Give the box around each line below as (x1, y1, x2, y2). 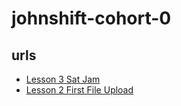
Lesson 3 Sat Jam (25, 73, 101, 85)
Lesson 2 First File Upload (25, 84, 134, 96)
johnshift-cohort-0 (11, 7, 172, 30)
